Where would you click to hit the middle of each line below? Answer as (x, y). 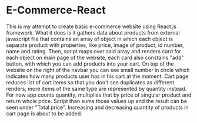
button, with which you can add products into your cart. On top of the (90, 64)
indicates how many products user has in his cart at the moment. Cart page (97, 76)
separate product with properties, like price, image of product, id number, (95, 45)
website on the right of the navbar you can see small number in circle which (98, 70)
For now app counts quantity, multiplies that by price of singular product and (99, 95)
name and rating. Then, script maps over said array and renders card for (94, 51)
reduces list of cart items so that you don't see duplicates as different (90, 82)
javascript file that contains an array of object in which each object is (90, 39)
